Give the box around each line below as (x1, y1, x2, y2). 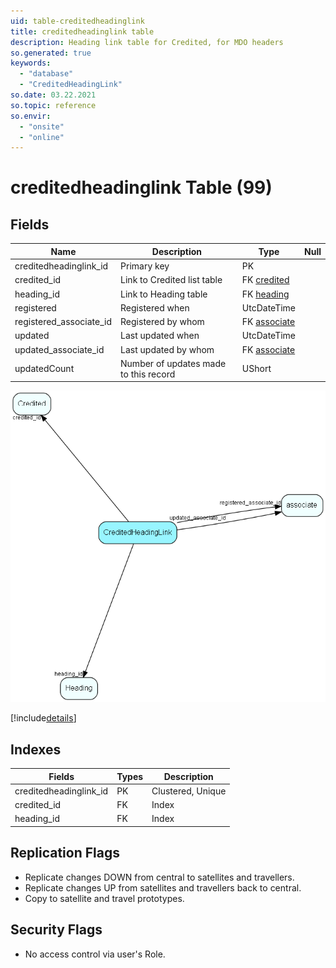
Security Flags (10, 921, 103, 939)
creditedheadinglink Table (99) (10, 176, 273, 199)
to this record (120, 368, 176, 380)
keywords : (10, 58, 52, 69)
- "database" (19, 69, 74, 79)
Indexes (10, 741, 62, 758)
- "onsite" (19, 121, 65, 132)
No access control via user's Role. (24, 948, 166, 960)
